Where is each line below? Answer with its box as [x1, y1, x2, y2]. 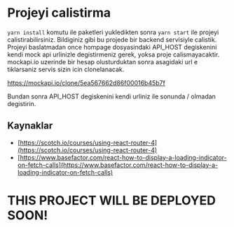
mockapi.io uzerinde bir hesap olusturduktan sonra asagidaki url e [7, 57, 198, 66]
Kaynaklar [7, 120, 53, 132]
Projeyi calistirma [7, 5, 111, 21]
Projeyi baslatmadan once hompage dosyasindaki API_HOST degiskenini [7, 43, 217, 51]
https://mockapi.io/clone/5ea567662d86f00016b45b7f [7, 78, 166, 87]
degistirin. [7, 99, 36, 108]
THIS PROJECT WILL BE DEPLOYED [7, 192, 216, 208]
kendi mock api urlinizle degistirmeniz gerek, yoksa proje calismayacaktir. [7, 50, 220, 59]
